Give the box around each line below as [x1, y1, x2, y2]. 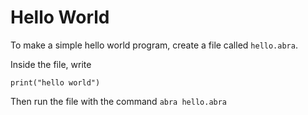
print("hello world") [10, 77, 101, 88]
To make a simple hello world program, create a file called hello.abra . [10, 39, 298, 51]
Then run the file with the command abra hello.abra [10, 95, 228, 107]
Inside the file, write [10, 58, 92, 70]
